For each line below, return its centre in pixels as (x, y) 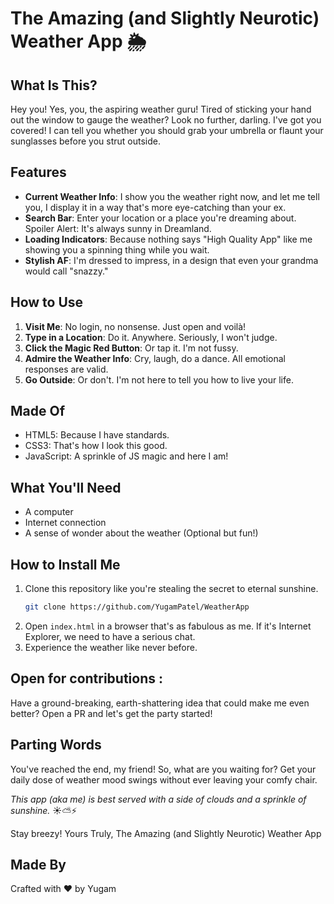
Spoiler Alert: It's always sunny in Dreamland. (118, 228)
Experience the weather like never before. (111, 647)
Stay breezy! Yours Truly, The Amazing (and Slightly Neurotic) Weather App (166, 833)
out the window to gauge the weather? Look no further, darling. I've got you (166, 120)
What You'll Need (66, 487)
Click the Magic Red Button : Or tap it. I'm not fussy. (131, 348)
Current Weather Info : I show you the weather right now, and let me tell (172, 196)
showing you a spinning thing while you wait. (117, 249)
